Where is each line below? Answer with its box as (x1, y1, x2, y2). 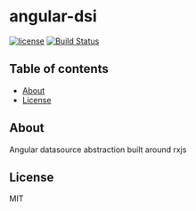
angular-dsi (9, 6, 98, 27)
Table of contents (9, 61, 109, 77)
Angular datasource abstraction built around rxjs (9, 144, 187, 155)
